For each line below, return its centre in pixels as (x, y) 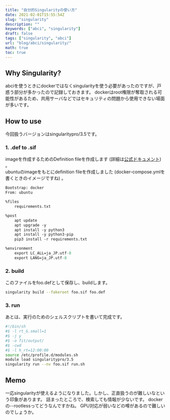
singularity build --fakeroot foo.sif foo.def (55, 293)
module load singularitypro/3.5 (39, 360)
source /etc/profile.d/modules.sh (42, 355)
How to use (23, 121)
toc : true (16, 52)
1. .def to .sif (21, 148)
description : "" (22, 24)
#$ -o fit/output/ (25, 341)
